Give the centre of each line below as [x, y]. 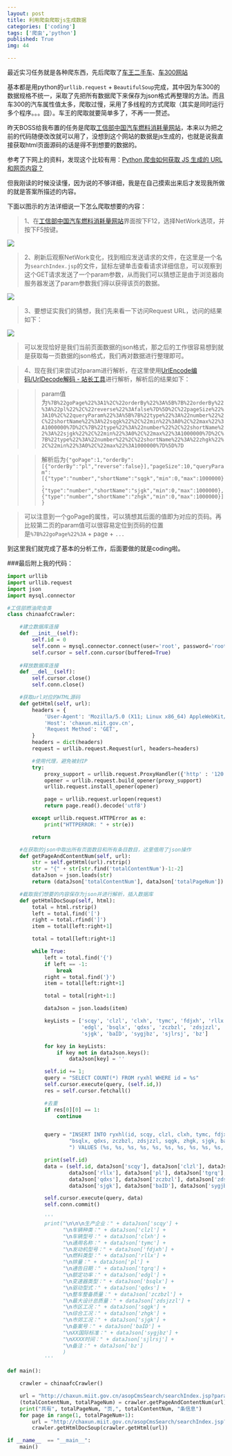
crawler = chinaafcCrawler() [61, 1383]
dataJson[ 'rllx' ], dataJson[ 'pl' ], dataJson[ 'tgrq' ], [148, 1173]
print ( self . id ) [66, 1160]
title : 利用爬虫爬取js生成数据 [47, 20]
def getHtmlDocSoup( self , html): [68, 900]
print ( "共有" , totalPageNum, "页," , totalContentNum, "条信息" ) [111, 1409]
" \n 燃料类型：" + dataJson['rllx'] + [114, 1256]
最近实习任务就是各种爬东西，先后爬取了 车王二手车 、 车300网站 [98, 72]
